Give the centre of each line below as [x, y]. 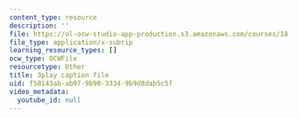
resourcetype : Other [48, 67]
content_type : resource [53, 17]
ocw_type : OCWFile [43, 59]
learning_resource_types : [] [63, 51]
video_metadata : [39, 91]
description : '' [39, 26]
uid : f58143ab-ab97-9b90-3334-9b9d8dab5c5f [91, 83]
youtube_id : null [49, 100]
